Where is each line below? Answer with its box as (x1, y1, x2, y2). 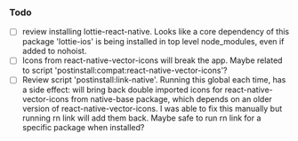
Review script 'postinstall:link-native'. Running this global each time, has (21, 74, 286, 85)
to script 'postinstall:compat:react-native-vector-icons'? (21, 65, 228, 76)
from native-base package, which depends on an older (70, 94, 273, 105)
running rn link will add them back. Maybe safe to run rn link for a (21, 113, 262, 123)
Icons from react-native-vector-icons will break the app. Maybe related (21, 55, 283, 66)
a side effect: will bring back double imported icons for (21, 84, 223, 95)
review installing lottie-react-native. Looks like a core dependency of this (21, 27, 290, 37)
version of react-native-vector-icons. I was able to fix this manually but (21, 104, 283, 114)
